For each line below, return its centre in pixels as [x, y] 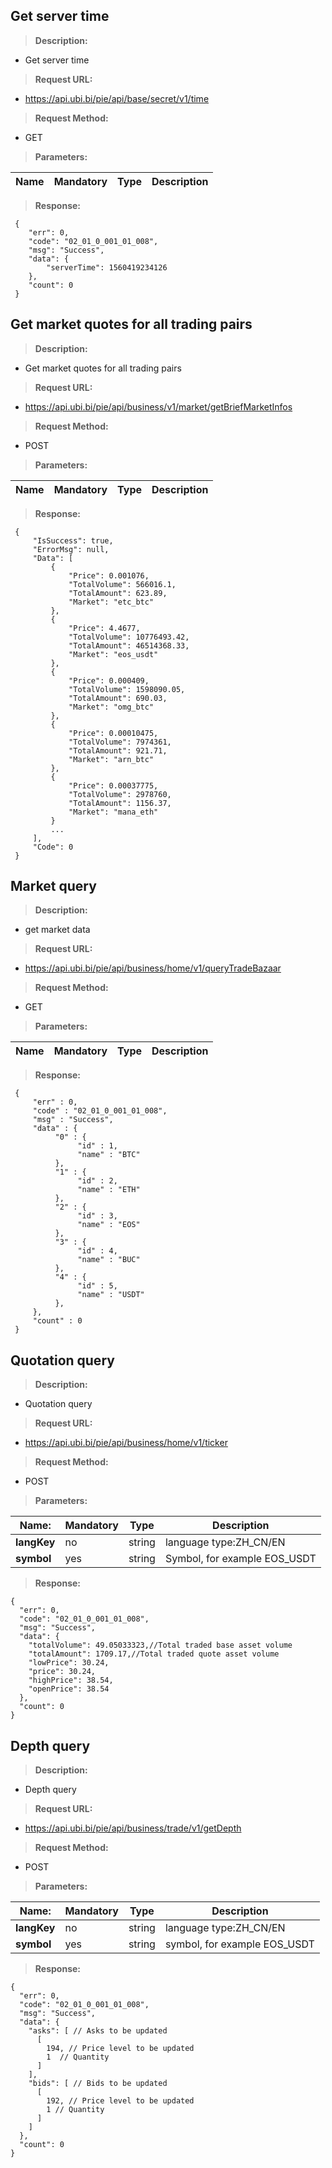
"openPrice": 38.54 [69, 1689]
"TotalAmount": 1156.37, [120, 803]
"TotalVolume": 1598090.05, [127, 689]
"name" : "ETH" [109, 1190]
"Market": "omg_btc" [111, 707]
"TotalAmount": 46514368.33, [129, 645]
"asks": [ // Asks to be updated [98, 2031]
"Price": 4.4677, [104, 628]
